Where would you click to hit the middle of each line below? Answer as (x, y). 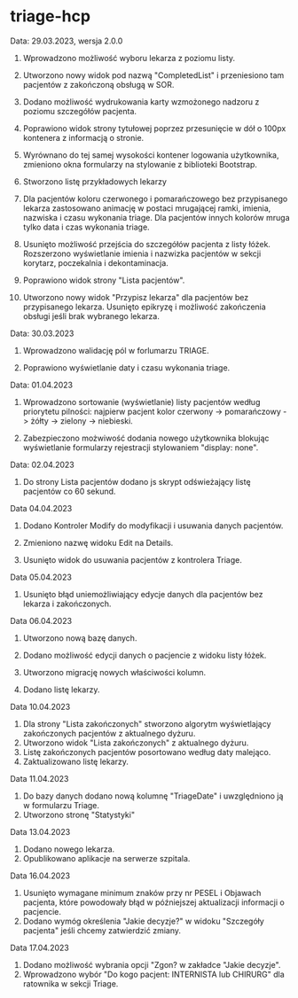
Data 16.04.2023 (40, 876)
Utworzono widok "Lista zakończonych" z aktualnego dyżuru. (136, 743)
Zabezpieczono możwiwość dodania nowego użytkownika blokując (146, 438)
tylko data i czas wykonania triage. (86, 227)
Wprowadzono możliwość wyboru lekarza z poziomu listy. (129, 58)
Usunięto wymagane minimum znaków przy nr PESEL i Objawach (142, 893)
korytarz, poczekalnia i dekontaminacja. (96, 262)
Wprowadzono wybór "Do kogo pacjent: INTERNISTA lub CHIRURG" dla (153, 974)
